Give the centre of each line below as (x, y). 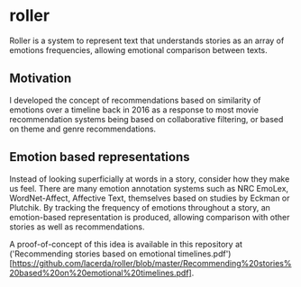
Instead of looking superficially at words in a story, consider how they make (150, 179)
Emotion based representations (100, 157)
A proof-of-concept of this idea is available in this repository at (126, 244)
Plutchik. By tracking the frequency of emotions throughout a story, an (140, 207)
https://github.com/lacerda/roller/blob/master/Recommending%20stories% (152, 263)
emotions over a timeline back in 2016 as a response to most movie (134, 110)
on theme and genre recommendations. (82, 129)
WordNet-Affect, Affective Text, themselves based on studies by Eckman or (150, 198)
